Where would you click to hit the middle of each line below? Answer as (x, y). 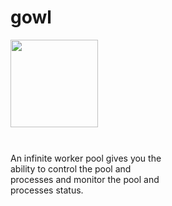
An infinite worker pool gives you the (86, 158)
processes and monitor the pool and (85, 179)
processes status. (47, 190)
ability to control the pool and (71, 168)
